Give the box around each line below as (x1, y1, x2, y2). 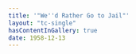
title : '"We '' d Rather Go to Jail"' (8, 11, 130, 20)
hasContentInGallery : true (8, 26, 98, 34)
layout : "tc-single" (8, 19, 77, 27)
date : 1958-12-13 (8, 33, 66, 42)
